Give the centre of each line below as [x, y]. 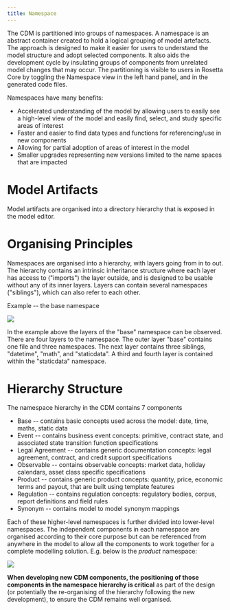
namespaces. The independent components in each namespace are [104, 530]
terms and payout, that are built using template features [96, 487]
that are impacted [42, 162]
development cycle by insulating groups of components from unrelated [107, 62]
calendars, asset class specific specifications [81, 472]
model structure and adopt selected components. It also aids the [99, 55]
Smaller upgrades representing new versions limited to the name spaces [119, 155]
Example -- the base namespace [53, 305]
